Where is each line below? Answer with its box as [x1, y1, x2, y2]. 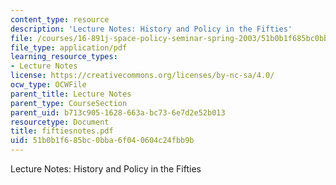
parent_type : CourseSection [10, 98, 128, 108]
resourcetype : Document [10, 117, 110, 127]
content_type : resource [10, 14, 110, 25]
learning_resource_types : [10, 52, 118, 62]
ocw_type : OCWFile [10, 80, 87, 90]
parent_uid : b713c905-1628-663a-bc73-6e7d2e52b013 [10, 107, 226, 118]
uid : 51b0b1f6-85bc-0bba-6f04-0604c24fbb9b [10, 136, 195, 146]
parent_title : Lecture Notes [10, 89, 132, 99]
